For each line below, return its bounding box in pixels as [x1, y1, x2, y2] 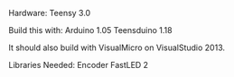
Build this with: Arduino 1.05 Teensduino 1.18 [8, 25, 173, 35]
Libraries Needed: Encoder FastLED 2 [8, 60, 149, 70]
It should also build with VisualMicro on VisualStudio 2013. [8, 42, 225, 53]
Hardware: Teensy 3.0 [8, 8, 91, 18]
